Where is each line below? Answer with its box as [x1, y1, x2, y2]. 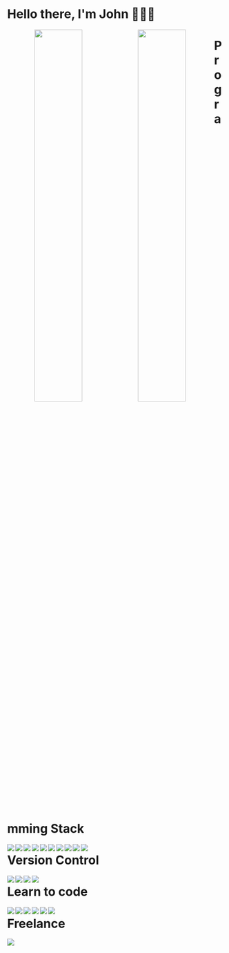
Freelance [7, 916, 66, 932]
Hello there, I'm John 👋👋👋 [7, 6, 156, 22]
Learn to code [7, 884, 88, 900]
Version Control [7, 853, 99, 868]
